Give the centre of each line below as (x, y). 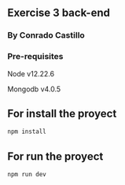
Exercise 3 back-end (59, 13)
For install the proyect (62, 114)
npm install (27, 132)
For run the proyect (55, 156)
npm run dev (27, 175)
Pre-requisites (35, 57)
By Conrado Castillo (46, 35)
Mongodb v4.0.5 (34, 89)
